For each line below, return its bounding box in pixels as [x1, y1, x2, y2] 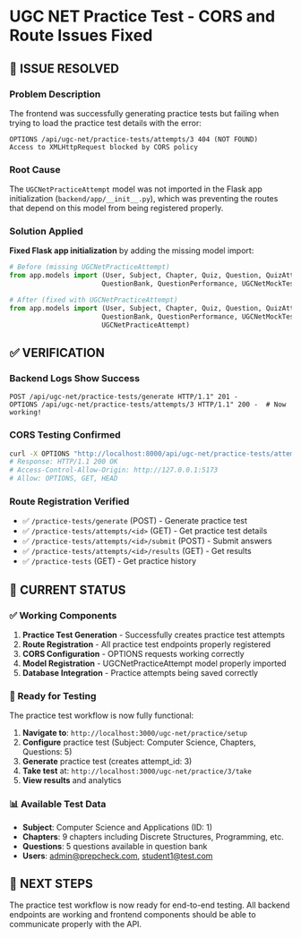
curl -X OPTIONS [9, 449, 70, 458]
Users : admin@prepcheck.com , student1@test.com [21, 850, 213, 861]
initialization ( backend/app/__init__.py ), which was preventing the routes [9, 193, 279, 204]
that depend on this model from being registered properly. [9, 203, 224, 214]
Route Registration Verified [9, 495, 130, 507]
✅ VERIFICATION [9, 345, 105, 360]
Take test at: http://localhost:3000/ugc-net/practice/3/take [21, 765, 253, 776]
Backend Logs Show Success [9, 371, 141, 384]
